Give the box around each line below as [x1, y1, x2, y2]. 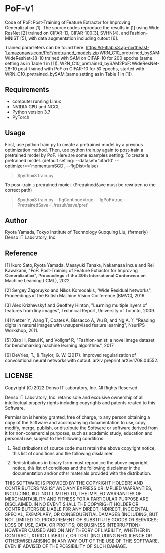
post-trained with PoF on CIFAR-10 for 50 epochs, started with [18, 65, 144, 72]
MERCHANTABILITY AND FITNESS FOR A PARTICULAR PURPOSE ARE [5, 496, 149, 502]
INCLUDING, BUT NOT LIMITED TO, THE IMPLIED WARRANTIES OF [5, 491, 142, 496]
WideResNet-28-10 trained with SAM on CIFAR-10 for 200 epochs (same [5, 55, 153, 61]
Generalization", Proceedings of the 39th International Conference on [5, 273, 146, 278]
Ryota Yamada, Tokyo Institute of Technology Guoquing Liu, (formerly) [5, 230, 148, 235]
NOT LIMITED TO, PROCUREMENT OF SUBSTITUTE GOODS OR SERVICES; [5, 517, 158, 522]
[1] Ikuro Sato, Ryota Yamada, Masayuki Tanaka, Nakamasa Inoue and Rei [5, 262, 154, 268]
